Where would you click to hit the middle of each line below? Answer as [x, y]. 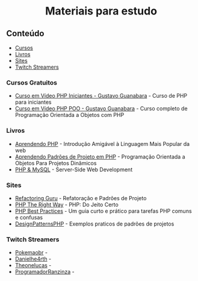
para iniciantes [33, 102]
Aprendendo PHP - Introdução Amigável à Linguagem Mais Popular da [102, 144]
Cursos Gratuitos [32, 83]
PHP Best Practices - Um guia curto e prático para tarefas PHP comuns [103, 211]
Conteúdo [25, 33]
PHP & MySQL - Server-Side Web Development [74, 169]
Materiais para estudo [101, 11]
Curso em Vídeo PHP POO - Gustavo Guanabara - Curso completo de [101, 109]
